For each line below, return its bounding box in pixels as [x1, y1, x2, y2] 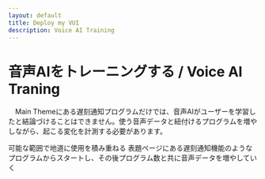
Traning [8, 80, 61, 98]
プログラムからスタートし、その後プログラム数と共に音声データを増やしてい [8, 153, 257, 162]
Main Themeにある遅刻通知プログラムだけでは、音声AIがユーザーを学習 [14, 107, 249, 117]
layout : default [8, 11, 62, 20]
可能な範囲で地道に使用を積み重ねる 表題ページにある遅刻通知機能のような [8, 144, 253, 153]
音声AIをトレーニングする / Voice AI [8, 62, 243, 80]
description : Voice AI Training [8, 26, 115, 34]
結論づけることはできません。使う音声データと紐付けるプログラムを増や [21, 117, 258, 126]
